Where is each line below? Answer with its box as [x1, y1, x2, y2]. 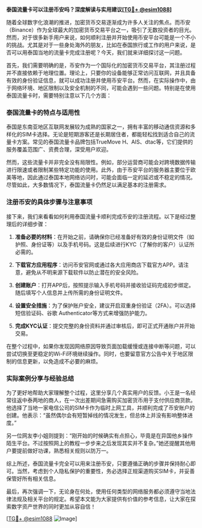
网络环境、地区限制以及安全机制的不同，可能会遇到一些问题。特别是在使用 [11, 84, 196, 91]
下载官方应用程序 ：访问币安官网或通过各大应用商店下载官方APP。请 [14, 261, 184, 268]
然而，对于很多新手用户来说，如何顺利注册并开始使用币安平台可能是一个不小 [6, 34, 196, 41]
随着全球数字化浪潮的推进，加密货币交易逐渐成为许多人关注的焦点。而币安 [6, 19, 191, 26]
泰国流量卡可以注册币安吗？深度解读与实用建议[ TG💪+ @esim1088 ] [6, 6, 173, 13]
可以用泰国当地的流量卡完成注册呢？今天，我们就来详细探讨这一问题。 [11, 49, 185, 56]
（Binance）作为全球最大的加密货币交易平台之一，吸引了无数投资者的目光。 [6, 27, 195, 33]
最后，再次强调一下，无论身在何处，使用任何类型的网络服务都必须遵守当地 [6, 488, 191, 495]
